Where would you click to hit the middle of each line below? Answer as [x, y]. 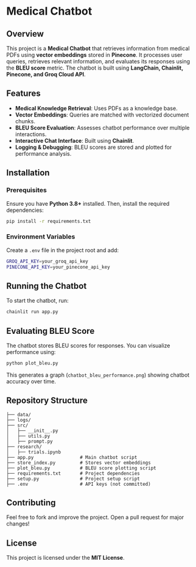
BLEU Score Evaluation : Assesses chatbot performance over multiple [102, 128]
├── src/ [17, 425]
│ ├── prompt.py [30, 441]
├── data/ [19, 414]
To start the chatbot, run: [37, 301]
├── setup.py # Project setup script [73, 479]
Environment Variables [41, 237]
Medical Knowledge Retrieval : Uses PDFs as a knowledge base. [96, 108]
